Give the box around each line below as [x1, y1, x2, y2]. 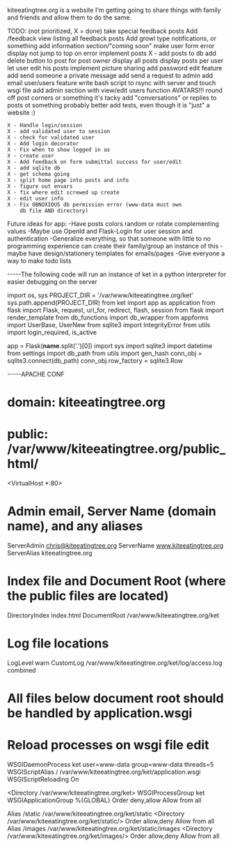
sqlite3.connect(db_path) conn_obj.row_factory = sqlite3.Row [7, 357, 183, 365]
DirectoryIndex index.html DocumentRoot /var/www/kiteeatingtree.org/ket [7, 611, 220, 620]
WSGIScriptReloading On [7, 775, 79, 784]
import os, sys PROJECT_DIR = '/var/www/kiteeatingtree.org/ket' [7, 291, 193, 299]
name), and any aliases [7, 518, 143, 534]
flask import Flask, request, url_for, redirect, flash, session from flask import [7, 306, 225, 314]
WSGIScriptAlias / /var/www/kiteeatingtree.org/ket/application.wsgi [7, 767, 201, 777]
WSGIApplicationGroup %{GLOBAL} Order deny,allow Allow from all [7, 796, 202, 804]
